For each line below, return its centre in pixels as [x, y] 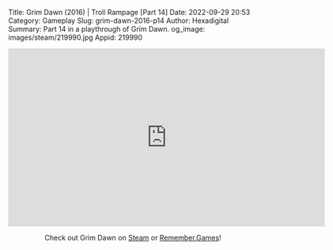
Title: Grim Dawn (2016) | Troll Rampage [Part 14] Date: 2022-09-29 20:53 [129, 12]
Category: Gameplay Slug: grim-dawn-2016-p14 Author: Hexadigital [119, 21]
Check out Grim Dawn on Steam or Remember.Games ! [133, 238]
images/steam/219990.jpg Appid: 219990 [76, 37]
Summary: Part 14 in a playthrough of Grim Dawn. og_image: [107, 29]
